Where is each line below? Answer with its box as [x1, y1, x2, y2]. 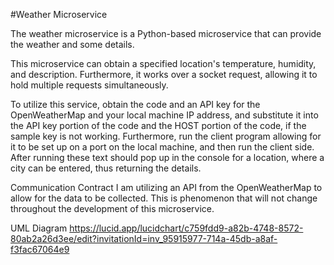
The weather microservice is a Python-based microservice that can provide [10, 28, 322, 39]
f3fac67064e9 [10, 244, 70, 255]
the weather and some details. [10, 39, 135, 50]
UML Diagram [10, 222, 68, 234]
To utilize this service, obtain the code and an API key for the [10, 99, 261, 110]
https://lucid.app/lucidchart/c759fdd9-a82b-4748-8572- [69, 222, 304, 234]
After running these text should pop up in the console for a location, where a [10, 152, 325, 163]
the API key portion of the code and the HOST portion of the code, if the [10, 120, 307, 131]
